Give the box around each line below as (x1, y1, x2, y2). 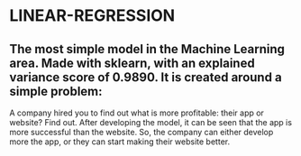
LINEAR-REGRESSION (9, 5, 176, 26)
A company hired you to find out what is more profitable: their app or (9, 107, 264, 118)
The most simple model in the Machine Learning (9, 41, 286, 57)
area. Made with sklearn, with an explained (9, 55, 255, 70)
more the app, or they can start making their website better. (9, 136, 231, 147)
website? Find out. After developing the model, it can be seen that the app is (9, 117, 293, 127)
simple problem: (9, 83, 103, 99)
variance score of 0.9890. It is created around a (9, 69, 282, 85)
